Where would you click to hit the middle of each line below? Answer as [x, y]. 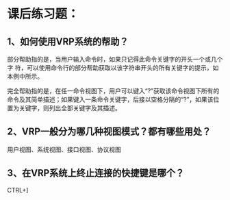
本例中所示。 [25, 76]
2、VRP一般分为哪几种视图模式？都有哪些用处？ [109, 132]
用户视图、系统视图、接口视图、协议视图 [64, 149]
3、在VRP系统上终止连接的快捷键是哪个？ [96, 173]
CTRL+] [18, 190]
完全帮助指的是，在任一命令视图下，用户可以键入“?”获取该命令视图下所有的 [113, 91]
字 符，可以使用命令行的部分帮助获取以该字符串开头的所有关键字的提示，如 [113, 68]
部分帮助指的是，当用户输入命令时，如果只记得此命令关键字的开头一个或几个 [115, 59]
